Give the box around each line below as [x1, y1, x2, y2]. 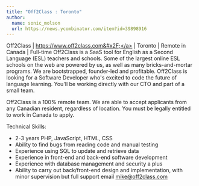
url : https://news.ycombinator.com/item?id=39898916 [11, 25, 147, 32]
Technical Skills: [6, 123, 46, 130]
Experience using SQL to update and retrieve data [14, 147, 139, 155]
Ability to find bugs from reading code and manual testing [14, 141, 159, 148]
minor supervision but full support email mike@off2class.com [14, 173, 168, 181]
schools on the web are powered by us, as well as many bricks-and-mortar [6, 61, 193, 69]
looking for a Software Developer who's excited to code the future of [6, 74, 177, 81]
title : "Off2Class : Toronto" [6, 8, 83, 15]
